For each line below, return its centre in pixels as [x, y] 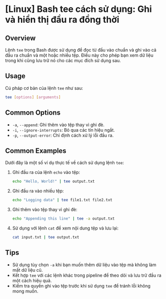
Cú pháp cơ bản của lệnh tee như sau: [44, 88]
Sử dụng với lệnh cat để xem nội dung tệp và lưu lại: [65, 228]
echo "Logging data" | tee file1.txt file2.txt [62, 200]
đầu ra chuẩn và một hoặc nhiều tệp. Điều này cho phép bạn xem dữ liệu [79, 55]
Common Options [33, 113]
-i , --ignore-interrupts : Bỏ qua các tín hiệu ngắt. [63, 130]
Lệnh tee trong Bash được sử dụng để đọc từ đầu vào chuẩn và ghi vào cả [81, 50]
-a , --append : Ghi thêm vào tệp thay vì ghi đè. [58, 125]
